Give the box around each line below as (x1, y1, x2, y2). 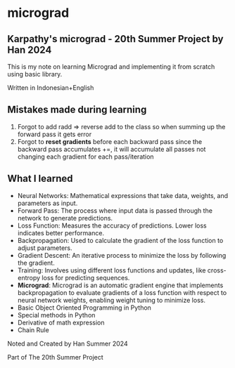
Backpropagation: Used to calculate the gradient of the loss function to (17, 236, 224, 244)
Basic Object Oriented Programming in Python (17, 303, 151, 312)
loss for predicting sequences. (42, 273, 130, 282)
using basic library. (7, 70, 63, 78)
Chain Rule (17, 325, 49, 334)
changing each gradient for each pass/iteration (17, 152, 154, 161)
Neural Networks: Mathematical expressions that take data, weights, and (17, 191, 229, 199)
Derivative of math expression (17, 318, 105, 327)
